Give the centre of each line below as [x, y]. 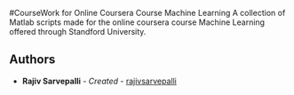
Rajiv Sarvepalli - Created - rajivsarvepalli [99, 81]
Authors [32, 60]
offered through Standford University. [78, 32]
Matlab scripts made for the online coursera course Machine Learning [137, 22]
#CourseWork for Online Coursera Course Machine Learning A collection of [147, 13]
